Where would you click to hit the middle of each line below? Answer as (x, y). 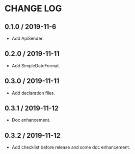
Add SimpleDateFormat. (36, 65)
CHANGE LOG (33, 9)
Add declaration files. (33, 93)
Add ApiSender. (27, 38)
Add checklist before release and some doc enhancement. (71, 147)
